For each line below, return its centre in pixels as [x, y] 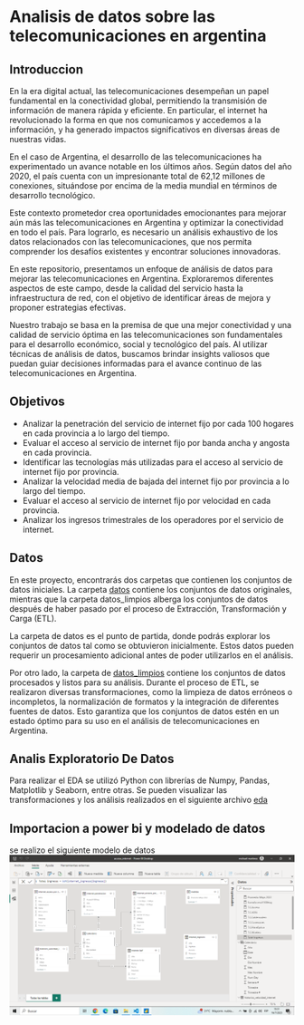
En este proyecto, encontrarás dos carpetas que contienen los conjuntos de [151, 580]
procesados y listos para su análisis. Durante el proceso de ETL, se [134, 682]
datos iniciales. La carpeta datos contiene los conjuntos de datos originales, [151, 589]
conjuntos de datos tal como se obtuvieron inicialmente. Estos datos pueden [152, 645]
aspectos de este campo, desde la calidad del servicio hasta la [127, 288]
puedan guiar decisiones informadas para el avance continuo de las [136, 363]
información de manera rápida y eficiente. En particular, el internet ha [139, 110]
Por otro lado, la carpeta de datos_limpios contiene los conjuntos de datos [148, 672]
